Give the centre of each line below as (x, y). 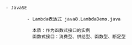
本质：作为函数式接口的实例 (61, 30)
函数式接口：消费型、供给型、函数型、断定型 (79, 37)
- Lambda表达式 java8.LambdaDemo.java (74, 19)
